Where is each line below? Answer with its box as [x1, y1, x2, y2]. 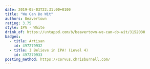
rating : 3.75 [5, 20, 32, 26]
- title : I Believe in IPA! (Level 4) [9, 48, 89, 52]
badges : [5, 34, 21, 39]
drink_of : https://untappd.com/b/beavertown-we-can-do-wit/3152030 [5, 30, 146, 34]
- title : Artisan [9, 39, 45, 44]
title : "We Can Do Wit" [5, 12, 54, 17]
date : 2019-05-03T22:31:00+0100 [5, 7, 71, 12]
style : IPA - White [5, 25, 45, 30]
